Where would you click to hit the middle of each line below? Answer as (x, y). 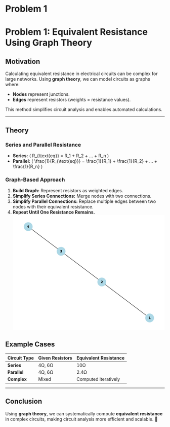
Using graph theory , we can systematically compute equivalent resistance (84, 413)
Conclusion (24, 401)
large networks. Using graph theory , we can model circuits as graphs (78, 79)
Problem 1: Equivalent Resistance (77, 32)
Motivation (23, 61)
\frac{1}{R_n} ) (28, 166)
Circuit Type (21, 358)
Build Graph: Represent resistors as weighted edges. (68, 191)
